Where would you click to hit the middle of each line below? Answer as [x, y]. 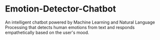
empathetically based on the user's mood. [47, 32]
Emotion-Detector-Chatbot [61, 9]
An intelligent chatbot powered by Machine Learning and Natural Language [80, 22]
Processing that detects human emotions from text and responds [70, 27]
